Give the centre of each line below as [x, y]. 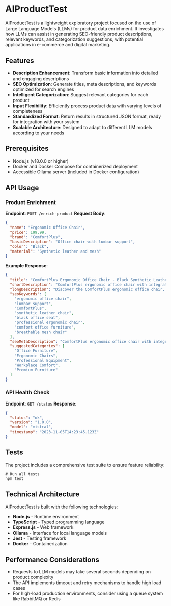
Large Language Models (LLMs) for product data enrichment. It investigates [85, 28]
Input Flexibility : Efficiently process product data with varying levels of [87, 106]
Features [20, 61]
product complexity [33, 577]
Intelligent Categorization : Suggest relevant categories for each [80, 94]
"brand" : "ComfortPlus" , [36, 237]
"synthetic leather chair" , [44, 313]
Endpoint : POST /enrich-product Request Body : [55, 213]
